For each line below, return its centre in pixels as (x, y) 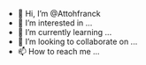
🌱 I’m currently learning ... (65, 32)
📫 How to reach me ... (58, 51)
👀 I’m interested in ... (55, 23)
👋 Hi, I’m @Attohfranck (59, 14)
